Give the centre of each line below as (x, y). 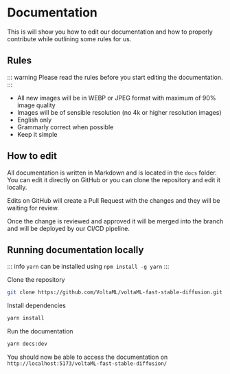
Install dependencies (37, 306)
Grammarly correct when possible (65, 127)
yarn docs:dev (27, 344)
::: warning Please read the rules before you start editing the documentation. (115, 77)
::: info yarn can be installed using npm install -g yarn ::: (88, 267)
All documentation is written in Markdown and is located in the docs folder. (112, 173)
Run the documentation (40, 331)
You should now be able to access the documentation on (88, 357)
